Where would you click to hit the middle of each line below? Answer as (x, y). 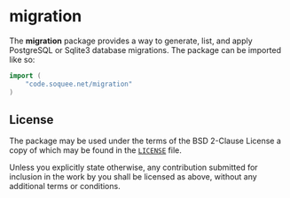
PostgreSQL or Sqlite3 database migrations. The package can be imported (145, 49)
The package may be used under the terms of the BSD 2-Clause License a (145, 141)
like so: (22, 59)
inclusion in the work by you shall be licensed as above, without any (133, 177)
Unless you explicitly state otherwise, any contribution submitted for (134, 168)
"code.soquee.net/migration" (79, 84)
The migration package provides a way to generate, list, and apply (131, 41)
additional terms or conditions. (65, 187)
